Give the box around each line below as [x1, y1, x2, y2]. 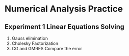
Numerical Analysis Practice [4, 3, 123, 14]
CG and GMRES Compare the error [11, 46, 82, 51]
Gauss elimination [11, 35, 48, 41]
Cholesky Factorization [11, 41, 58, 46]
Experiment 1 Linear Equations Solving [4, 23, 125, 31]
